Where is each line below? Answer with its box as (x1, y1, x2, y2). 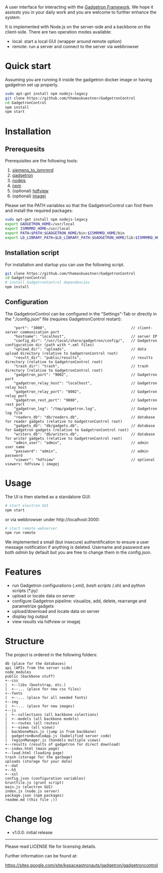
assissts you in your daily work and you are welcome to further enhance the (5, 9, 157, 15)
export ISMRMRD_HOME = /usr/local (5, 226, 70, 231)
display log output (12, 613, 49, 619)
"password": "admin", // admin (14, 449, 149, 454)
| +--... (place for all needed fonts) (5, 695, 88, 700)
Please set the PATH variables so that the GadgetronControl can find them (5, 203, 153, 209)
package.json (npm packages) (5, 793, 64, 798)
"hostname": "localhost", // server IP (14, 334, 158, 339)
